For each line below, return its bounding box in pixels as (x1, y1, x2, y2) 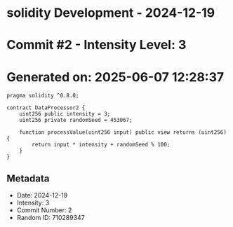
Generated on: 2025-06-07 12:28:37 (6, 69, 225, 85)
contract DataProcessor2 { (6, 104, 86, 111)
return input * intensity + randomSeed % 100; (32, 142, 171, 149)
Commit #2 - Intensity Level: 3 (6, 37, 187, 53)
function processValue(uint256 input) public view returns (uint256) (19, 129, 227, 136)
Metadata (6, 172, 50, 184)
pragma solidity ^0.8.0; (6, 92, 79, 99)
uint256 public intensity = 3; (19, 111, 111, 118)
